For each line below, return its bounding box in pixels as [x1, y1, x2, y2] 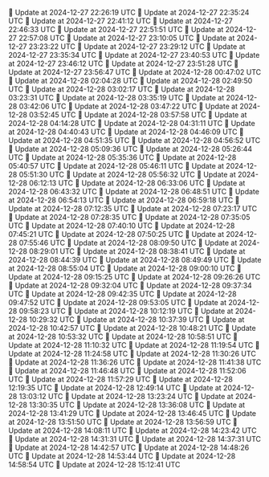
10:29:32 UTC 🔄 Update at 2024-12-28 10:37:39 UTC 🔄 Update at [29, 315, 245, 324]
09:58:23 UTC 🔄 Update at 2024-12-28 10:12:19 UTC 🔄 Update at [18, 306, 234, 316]
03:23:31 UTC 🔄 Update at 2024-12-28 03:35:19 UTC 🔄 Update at [8, 93, 225, 102]
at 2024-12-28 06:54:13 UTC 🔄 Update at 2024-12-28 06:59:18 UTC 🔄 [8, 195, 240, 205]
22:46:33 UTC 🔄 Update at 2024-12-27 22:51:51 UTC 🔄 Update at [8, 25, 224, 34]
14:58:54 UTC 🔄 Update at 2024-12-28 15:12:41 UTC [8, 460, 181, 469]
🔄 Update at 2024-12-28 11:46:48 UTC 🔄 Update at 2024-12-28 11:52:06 [8, 366, 247, 375]
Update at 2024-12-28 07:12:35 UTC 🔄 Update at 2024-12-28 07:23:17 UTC [8, 204, 258, 213]
